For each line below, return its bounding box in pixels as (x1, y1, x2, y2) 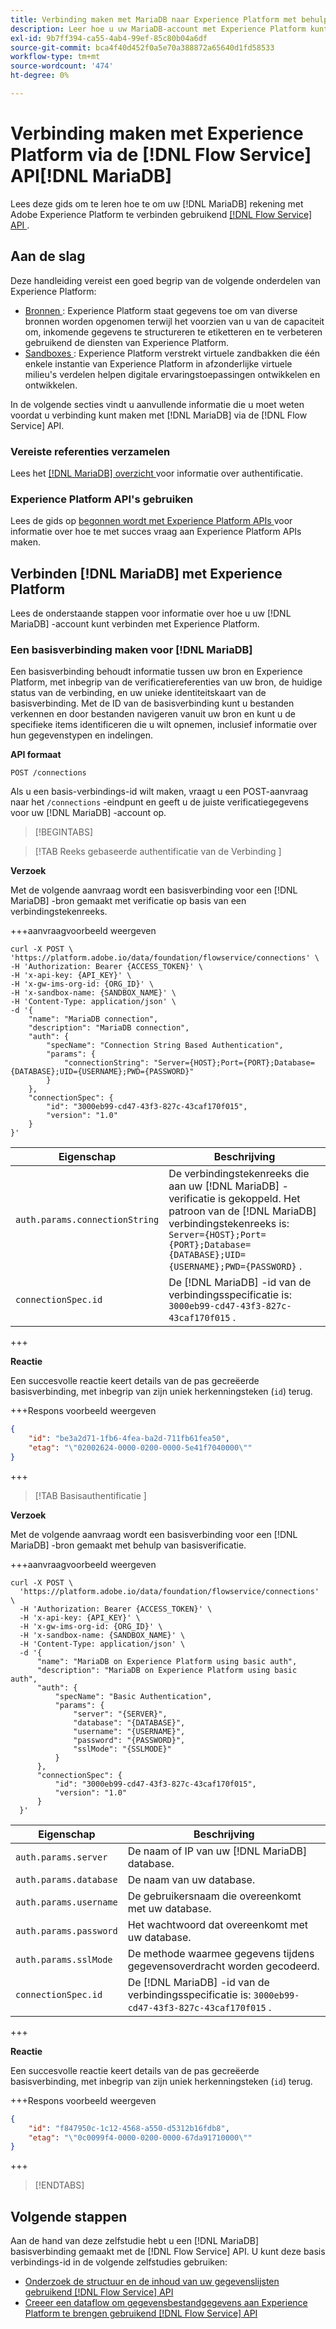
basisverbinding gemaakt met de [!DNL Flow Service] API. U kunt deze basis (10, 2246, 326, 2258)
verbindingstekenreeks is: (168, 1217, 290, 1231)
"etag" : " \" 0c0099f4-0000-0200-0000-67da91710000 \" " (28, 2132, 253, 2143)
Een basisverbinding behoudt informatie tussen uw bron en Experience (10, 666, 303, 678)
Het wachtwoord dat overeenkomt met (127, 1917, 309, 1931)
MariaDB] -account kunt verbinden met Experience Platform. (10, 618, 260, 630)
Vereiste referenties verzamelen (10, 444, 171, 458)
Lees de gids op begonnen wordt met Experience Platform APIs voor (10, 515, 293, 527)
